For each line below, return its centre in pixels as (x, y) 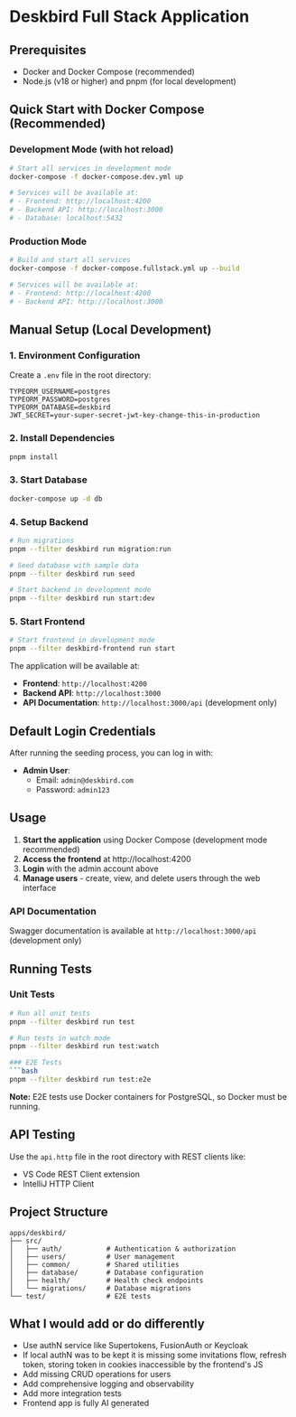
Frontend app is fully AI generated (86, 1403)
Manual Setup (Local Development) (111, 330)
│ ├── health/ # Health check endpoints (106, 1281)
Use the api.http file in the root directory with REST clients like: (128, 1156)
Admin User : (46, 771)
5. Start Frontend (47, 622)
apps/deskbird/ (38, 1233)
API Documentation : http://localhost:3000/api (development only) (150, 703)
